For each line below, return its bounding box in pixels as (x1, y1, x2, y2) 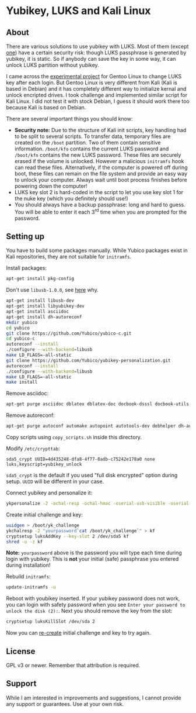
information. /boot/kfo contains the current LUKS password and (14, 145, 169, 152)
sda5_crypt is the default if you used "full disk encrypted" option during (6, 472, 178, 479)
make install (6, 379, 38, 385)
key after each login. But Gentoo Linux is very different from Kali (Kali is (6, 79, 178, 86)
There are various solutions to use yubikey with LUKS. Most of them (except (6, 43, 189, 50)
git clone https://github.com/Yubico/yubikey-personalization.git (6, 357, 171, 363)
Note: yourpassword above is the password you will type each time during (6, 549, 182, 556)
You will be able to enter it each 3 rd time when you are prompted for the (14, 208, 187, 215)
